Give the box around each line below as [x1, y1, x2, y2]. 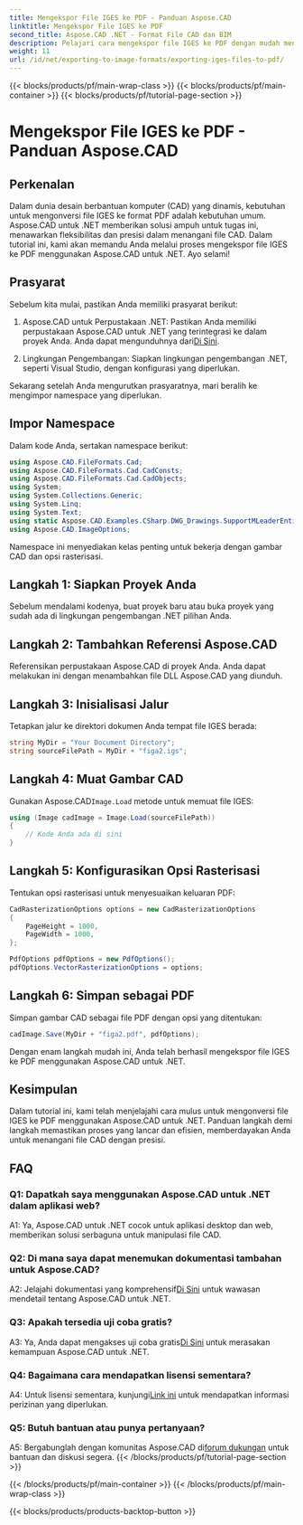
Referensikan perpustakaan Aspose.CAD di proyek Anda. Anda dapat [9, 661, 266, 672]
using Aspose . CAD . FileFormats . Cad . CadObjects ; [9, 474, 188, 484]
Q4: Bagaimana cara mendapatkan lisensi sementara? [9, 1369, 252, 1381]
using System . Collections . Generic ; [9, 491, 143, 500]
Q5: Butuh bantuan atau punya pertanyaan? [9, 1421, 206, 1434]
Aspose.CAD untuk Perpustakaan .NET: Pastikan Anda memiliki [22, 316, 257, 327]
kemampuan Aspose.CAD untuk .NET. [9, 1346, 151, 1357]
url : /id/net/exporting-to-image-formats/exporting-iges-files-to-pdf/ [9, 55, 284, 64]
